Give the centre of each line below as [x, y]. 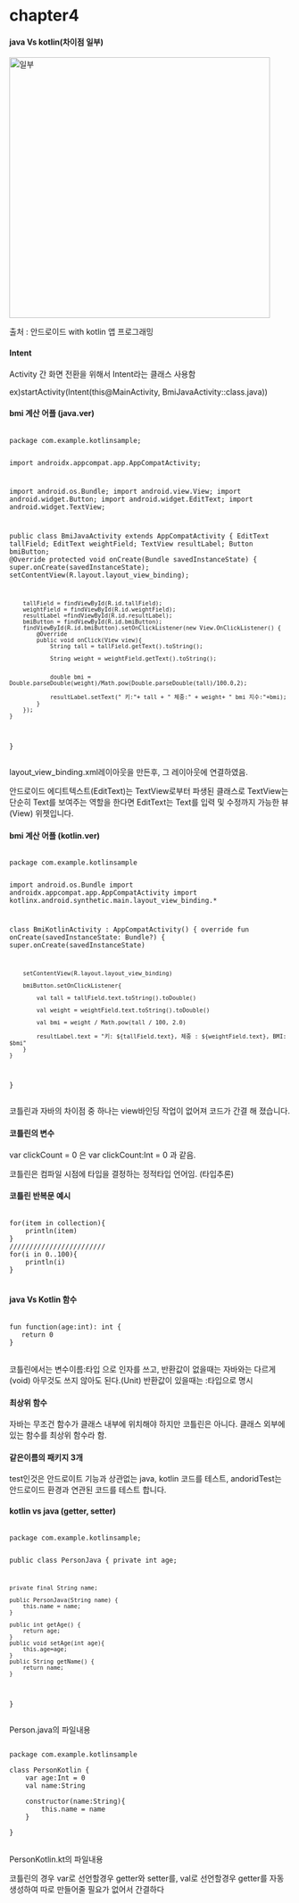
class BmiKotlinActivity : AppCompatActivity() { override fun [129, 930]
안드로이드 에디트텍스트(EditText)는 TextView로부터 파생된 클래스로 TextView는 [149, 790]
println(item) [51, 1231]
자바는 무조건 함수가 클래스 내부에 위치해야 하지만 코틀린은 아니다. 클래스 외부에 [147, 1424]
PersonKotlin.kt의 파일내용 [56, 1859]
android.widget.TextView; [57, 507]
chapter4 [44, 16]
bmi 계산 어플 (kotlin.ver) [55, 835]
